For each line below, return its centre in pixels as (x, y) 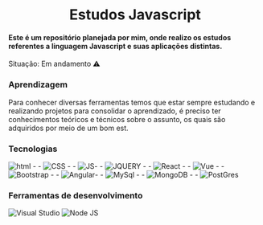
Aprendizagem (38, 84)
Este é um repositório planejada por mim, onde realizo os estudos (120, 37)
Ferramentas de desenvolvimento (76, 195)
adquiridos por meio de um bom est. (68, 128)
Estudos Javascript (135, 15)
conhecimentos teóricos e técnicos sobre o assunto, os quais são (117, 119)
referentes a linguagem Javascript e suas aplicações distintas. (115, 46)
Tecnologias (33, 149)
